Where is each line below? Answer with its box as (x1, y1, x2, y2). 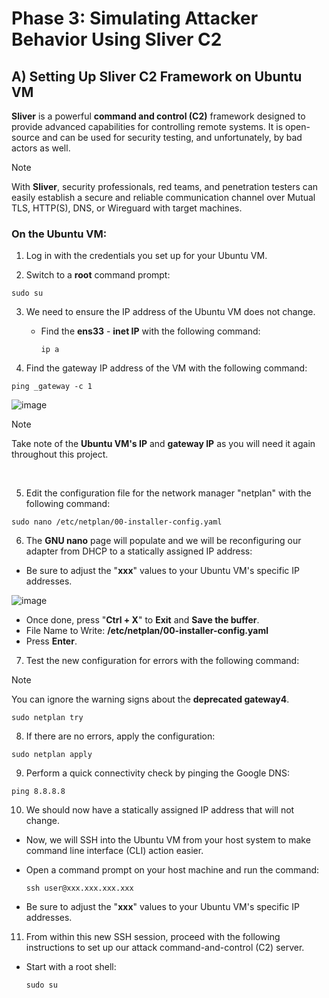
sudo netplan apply (11, 750, 93, 760)
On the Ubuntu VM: (11, 227, 108, 241)
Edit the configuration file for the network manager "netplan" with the (25, 487, 312, 499)
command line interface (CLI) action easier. (25, 845, 204, 857)
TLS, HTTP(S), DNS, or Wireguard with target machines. (11, 202, 243, 214)
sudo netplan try (11, 713, 84, 723)
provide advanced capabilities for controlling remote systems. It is (11, 121, 284, 132)
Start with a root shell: (25, 961, 117, 973)
